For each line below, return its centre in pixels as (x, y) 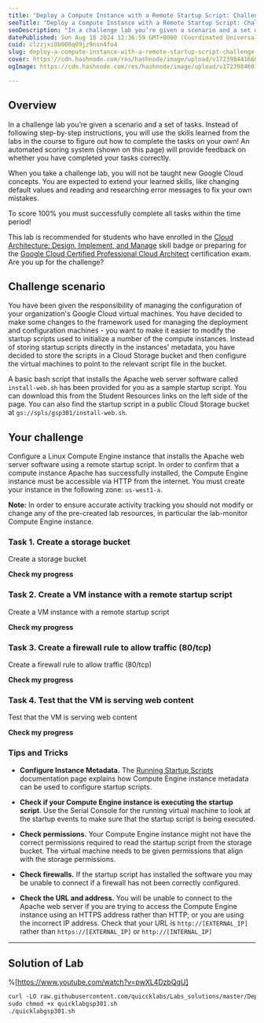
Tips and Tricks (38, 753)
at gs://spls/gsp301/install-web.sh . (68, 413)
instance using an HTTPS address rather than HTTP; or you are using (132, 914)
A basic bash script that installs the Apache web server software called (123, 379)
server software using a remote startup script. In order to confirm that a (124, 465)
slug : (17, 52)
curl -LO (22, 997)
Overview (33, 106)
